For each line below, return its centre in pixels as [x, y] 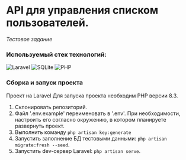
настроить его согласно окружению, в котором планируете [91, 119]
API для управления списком [82, 10]
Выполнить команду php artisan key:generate [73, 132]
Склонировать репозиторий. [51, 107]
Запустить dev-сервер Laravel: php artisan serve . [78, 151]
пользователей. [47, 23]
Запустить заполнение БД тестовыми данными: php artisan [91, 138]
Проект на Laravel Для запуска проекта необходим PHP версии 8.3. [92, 96]
